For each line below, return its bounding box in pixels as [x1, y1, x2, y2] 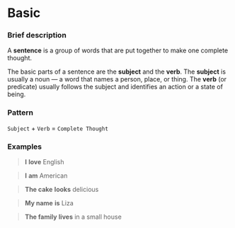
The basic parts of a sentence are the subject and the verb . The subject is [7, 67, 227, 76]
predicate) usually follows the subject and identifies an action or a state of [7, 83, 223, 91]
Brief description [7, 30, 67, 40]
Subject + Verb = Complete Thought [7, 124, 108, 132]
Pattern [7, 108, 34, 118]
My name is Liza [24, 199, 74, 207]
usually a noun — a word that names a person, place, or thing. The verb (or [7, 75, 227, 84]
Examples [7, 142, 42, 152]
